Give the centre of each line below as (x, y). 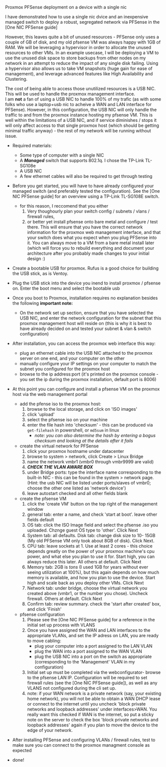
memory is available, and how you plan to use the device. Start (91, 577)
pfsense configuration (42, 614)
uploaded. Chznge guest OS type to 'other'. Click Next (83, 530)
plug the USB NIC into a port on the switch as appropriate (93, 657)
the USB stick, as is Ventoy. (40, 274)
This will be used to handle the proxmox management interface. (70, 94)
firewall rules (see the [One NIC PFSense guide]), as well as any (92, 683)
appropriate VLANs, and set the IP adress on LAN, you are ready (93, 635)
